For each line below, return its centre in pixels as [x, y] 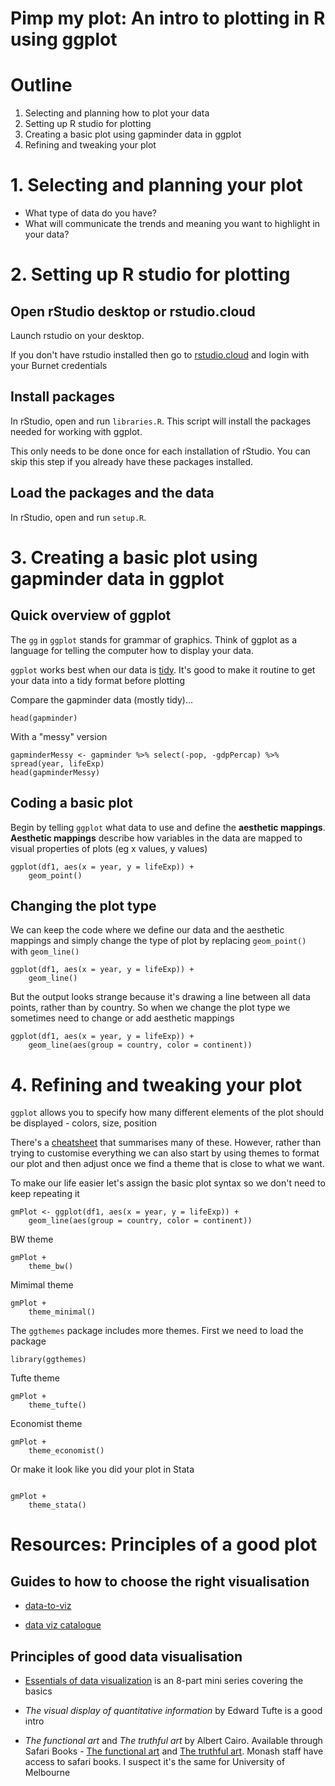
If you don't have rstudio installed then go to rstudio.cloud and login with [160, 355]
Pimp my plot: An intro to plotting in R [168, 18]
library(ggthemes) [48, 1360]
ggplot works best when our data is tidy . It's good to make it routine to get [163, 669]
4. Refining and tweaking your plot [156, 1084]
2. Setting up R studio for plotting [150, 274]
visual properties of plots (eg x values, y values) [109, 848]
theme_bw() [51, 1267]
